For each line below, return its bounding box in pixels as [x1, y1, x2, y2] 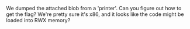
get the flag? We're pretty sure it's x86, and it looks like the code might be [6, 11, 184, 18]
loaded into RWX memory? [6, 17, 71, 23]
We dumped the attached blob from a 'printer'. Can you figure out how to [6, 5, 182, 11]
